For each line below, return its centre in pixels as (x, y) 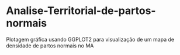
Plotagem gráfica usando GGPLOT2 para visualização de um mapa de (90, 39)
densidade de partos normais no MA (50, 46)
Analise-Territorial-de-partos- (81, 11)
